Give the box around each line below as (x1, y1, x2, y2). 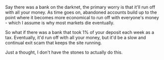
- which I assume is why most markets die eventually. (5, 20, 115, 26)
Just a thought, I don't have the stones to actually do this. (5, 49, 123, 55)
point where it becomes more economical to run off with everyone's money (5, 15, 159, 20)
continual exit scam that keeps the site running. (5, 40, 102, 46)
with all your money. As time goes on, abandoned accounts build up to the (5, 9, 158, 15)
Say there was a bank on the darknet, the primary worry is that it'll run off (5, 4, 156, 10)
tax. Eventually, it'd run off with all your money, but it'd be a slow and (5, 34, 146, 40)
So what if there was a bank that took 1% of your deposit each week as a (5, 30, 155, 35)
